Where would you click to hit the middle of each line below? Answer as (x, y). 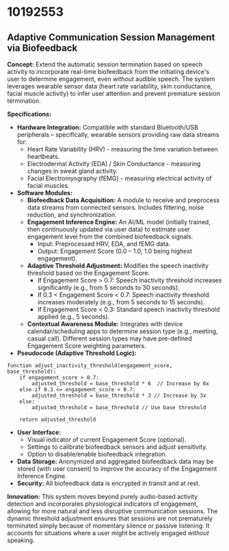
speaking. (21, 540)
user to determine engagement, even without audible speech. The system (111, 79)
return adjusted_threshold (58, 419)
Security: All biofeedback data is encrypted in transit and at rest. (108, 483)
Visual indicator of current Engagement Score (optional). (107, 440)
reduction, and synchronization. (72, 215)
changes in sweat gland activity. (72, 171)
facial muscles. (48, 185)
